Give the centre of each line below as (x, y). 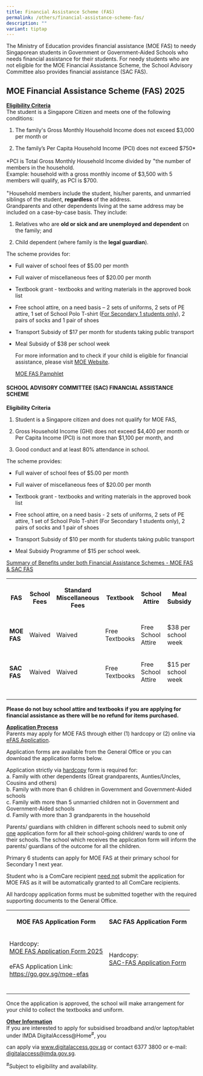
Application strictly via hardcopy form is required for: (72, 770)
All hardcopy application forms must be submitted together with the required (101, 894)
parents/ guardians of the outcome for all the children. (73, 846)
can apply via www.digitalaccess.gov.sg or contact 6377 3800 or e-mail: (97, 1047)
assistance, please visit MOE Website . (62, 362)
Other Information (29, 1021)
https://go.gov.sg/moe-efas (49, 974)
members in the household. (40, 167)
